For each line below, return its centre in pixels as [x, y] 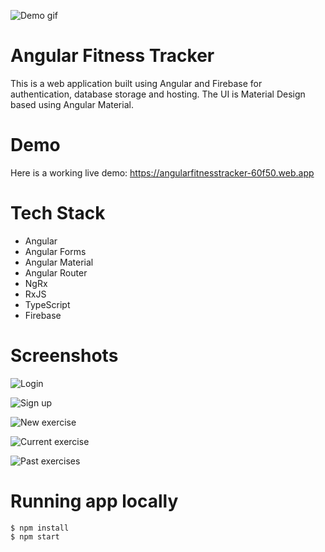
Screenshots [64, 356]
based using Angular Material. [72, 104]
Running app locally [94, 501]
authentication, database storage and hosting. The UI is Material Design [158, 94]
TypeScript [47, 304]
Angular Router [56, 272]
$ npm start [35, 536]
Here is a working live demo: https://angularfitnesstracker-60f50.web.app [162, 172]
